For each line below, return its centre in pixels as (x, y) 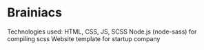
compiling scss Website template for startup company (84, 38)
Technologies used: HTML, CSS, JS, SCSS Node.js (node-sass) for (102, 32)
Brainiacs (34, 13)
